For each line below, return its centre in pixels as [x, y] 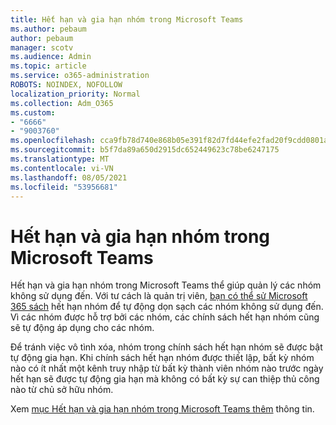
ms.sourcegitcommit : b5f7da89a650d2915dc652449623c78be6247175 [145, 150]
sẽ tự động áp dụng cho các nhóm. [82, 328]
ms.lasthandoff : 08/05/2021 [69, 177]
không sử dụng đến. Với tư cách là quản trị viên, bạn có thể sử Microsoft [159, 296]
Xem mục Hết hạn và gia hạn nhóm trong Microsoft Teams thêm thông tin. [162, 409]
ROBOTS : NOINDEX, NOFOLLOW [66, 85]
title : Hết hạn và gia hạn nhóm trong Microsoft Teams [127, 19]
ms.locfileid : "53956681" [64, 187]
